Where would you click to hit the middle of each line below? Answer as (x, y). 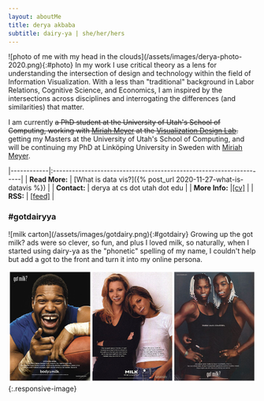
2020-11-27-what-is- (210, 180)
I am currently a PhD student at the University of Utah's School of (114, 122)
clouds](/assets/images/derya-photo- (181, 57)
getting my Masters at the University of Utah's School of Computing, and (126, 139)
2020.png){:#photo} (41, 65)
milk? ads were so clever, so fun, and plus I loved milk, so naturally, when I (129, 242)
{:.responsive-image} (43, 388)
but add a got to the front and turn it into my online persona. (105, 259)
